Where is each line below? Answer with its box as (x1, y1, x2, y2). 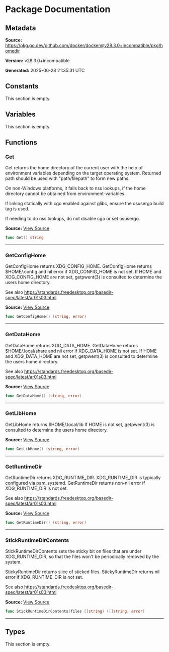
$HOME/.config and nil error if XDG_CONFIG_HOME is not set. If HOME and (5, 269, 162, 275)
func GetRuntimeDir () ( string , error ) (5, 520, 87, 525)
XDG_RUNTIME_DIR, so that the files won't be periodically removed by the (5, 553, 159, 560)
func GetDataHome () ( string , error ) (5, 393, 82, 398)
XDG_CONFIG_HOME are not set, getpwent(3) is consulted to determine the (5, 274, 162, 280)
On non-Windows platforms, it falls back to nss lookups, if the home (5, 185, 146, 192)
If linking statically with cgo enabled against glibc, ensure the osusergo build (5, 201, 164, 207)
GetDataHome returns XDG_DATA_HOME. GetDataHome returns (5, 342, 138, 348)
